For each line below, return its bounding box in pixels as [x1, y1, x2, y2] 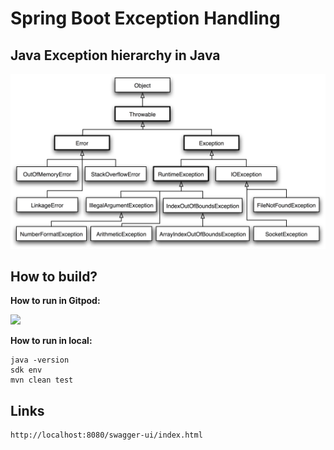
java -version [10, 355, 70, 366]
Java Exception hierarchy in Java [10, 47, 221, 64]
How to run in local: [10, 335, 93, 347]
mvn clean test [10, 375, 74, 386]
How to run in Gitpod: [10, 295, 101, 307]
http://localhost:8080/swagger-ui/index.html [10, 430, 203, 441]
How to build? [10, 268, 98, 285]
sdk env [10, 365, 43, 376]
